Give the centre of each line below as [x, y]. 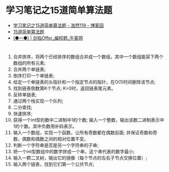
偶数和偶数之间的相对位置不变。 [55, 139]
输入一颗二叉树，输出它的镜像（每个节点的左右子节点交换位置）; [80, 158]
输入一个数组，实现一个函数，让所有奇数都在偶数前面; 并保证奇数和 [83, 133]
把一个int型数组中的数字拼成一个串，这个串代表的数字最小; [74, 152]
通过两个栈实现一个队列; [38, 101]
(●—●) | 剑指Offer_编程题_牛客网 [48, 38]
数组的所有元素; [29, 63]
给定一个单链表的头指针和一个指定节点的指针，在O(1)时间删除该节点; [84, 82]
